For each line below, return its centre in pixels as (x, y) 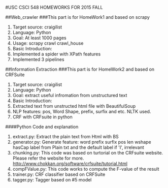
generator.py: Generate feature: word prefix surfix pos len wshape (82, 142)
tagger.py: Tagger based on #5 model (52, 180)
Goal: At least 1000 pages (40, 38)
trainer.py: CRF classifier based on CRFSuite (59, 174)
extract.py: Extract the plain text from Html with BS (66, 136)
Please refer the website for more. (48, 158)
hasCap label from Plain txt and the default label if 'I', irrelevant (78, 147)
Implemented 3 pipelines (38, 59)
